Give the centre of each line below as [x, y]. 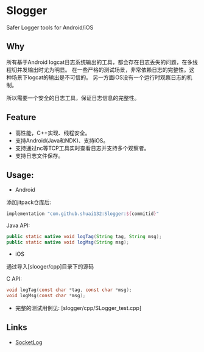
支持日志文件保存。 [39, 155]
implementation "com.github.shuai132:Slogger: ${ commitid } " [83, 214]
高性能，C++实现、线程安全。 [53, 133]
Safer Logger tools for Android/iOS [50, 27]
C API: [14, 279]
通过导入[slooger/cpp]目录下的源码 [50, 266]
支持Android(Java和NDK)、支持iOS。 [62, 140]
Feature [21, 117]
